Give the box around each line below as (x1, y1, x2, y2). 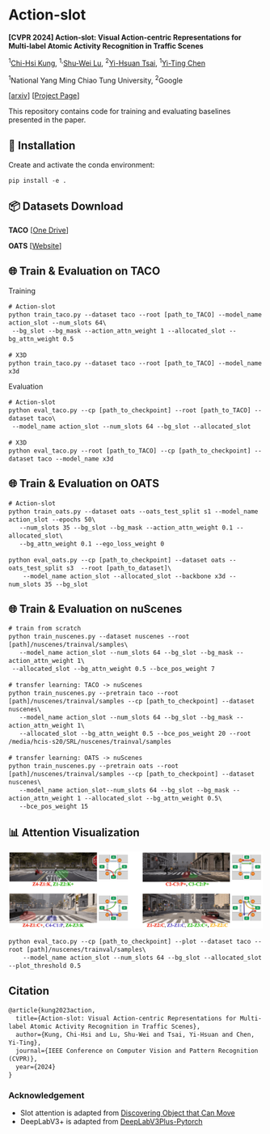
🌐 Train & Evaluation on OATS (8, 477, 160, 491)
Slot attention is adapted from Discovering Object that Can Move (19, 1108, 236, 1118)
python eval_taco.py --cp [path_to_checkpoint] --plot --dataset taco (8, 937, 251, 946)
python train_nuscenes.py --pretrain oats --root (8, 762, 179, 771)
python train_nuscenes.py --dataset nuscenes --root (8, 633, 190, 641)
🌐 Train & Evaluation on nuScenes (8, 601, 183, 616)
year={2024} (15, 1063, 57, 1072)
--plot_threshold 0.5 (8, 962, 82, 970)
